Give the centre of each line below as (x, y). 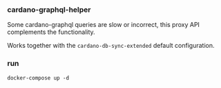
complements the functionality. (51, 32)
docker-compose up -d (38, 78)
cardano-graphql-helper (49, 10)
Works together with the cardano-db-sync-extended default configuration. (111, 46)
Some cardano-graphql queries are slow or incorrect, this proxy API (104, 25)
